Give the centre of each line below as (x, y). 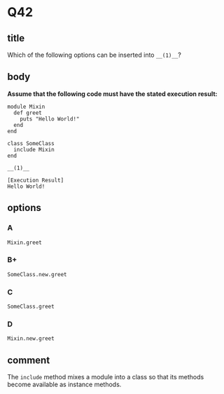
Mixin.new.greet (31, 339)
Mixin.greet (24, 243)
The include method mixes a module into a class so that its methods (106, 377)
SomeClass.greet (31, 307)
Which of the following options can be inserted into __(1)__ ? (94, 55)
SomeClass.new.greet (37, 274)
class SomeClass (31, 143)
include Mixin (34, 149)
